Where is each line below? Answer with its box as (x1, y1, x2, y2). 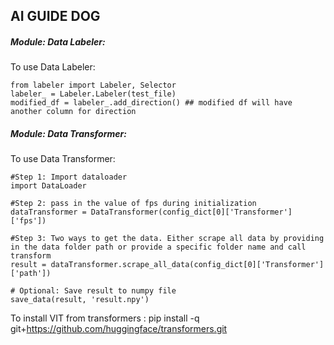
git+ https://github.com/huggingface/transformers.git (10, 323, 228, 335)
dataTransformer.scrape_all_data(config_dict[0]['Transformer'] (50, 260, 325, 270)
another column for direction (10, 107, 137, 117)
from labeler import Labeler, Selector (10, 80, 177, 91)
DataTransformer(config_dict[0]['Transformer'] (90, 207, 293, 218)
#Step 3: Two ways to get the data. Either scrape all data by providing (10, 234, 325, 244)
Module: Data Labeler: (10, 35, 106, 48)
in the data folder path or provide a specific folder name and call (10, 242, 307, 253)
